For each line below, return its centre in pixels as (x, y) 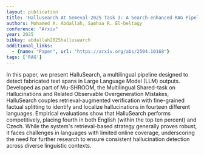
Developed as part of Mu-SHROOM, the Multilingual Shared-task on (91, 87)
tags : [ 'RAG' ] (24, 57)
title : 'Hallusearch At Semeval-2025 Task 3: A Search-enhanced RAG (95, 18)
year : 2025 (20, 35)
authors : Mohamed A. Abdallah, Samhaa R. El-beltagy (74, 23)
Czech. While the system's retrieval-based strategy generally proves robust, (102, 126)
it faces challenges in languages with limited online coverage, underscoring (101, 133)
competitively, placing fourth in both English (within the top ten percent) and (101, 120)
